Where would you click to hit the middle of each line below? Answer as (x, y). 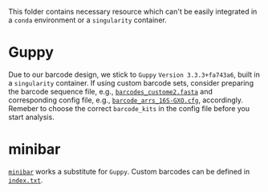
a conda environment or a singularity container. (87, 20)
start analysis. (31, 117)
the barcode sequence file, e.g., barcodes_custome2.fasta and (110, 91)
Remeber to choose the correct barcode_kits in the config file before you (129, 108)
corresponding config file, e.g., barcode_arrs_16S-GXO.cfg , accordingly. (126, 100)
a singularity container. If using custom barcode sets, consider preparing (131, 82)
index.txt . (26, 180)
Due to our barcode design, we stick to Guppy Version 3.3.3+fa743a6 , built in (134, 74)
